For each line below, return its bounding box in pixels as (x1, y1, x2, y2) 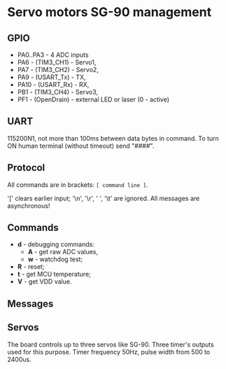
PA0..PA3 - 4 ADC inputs (17, 50, 89, 59)
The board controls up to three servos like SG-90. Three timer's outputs (7, 340, 215, 349)
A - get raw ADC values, (27, 248, 98, 256)
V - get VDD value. (17, 277, 72, 286)
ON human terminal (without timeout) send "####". (7, 141, 155, 150)
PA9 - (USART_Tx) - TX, (17, 73, 86, 81)
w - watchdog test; (27, 255, 83, 263)
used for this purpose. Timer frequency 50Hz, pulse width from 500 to (7, 347, 211, 356)
